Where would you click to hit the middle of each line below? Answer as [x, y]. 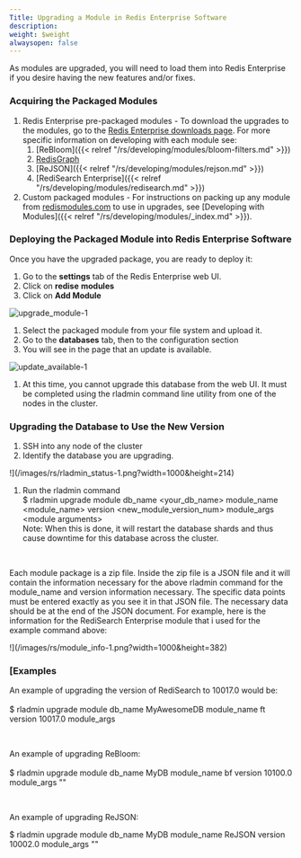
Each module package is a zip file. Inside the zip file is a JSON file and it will [150, 573]
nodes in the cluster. [60, 403]
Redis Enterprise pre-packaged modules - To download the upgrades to [155, 120]
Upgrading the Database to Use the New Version [117, 426]
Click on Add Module [62, 295]
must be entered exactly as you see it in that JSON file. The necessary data [149, 602]
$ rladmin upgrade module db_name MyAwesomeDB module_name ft [137, 710]
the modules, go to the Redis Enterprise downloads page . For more [146, 130]
